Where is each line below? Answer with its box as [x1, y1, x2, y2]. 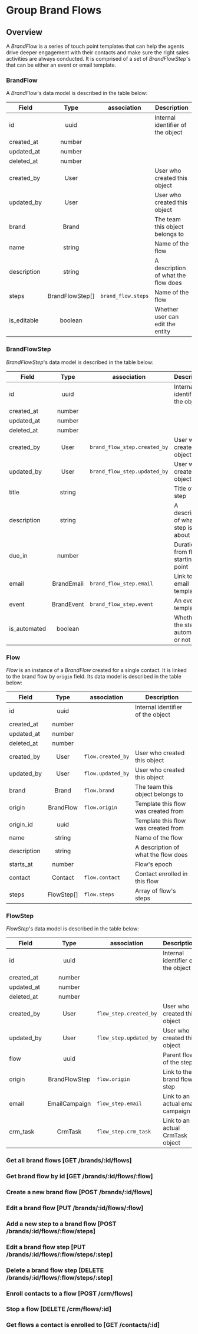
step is [173, 523, 193, 532]
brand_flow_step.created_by [89, 444, 169, 450]
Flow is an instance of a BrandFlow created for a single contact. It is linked [6, 666, 187, 673]
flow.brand [84, 787, 115, 794]
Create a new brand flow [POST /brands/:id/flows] [6, 1188, 153, 1196]
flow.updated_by [84, 770, 130, 776]
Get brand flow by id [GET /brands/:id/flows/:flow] [6, 1172, 153, 1181]
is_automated [9, 624, 46, 632]
